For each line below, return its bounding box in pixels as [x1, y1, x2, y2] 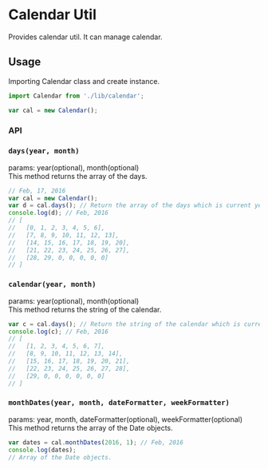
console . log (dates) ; [8, 446, 77, 454]
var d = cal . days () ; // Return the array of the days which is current [8, 201, 251, 209]
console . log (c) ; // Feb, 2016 [8, 328, 109, 336]
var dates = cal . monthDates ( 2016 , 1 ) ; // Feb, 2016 [8, 438, 183, 447]
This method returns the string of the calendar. [8, 304, 162, 314]
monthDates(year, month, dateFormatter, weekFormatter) [8, 398, 230, 407]
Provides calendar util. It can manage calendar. [8, 32, 163, 42]
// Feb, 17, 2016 [8, 186, 66, 195]
